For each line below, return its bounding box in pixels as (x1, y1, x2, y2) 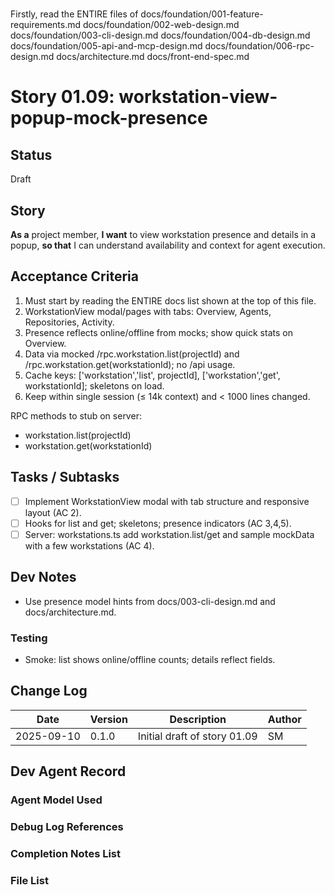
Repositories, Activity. (24, 316, 115, 328)
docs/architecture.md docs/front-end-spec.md (56, 51, 250, 63)
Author (267, 712, 302, 726)
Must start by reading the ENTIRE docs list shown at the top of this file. (24, 294, 317, 307)
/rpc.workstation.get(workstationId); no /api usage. (24, 358, 236, 370)
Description (169, 712, 227, 726)
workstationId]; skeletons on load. (24, 379, 165, 392)
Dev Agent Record (10, 763, 127, 780)
